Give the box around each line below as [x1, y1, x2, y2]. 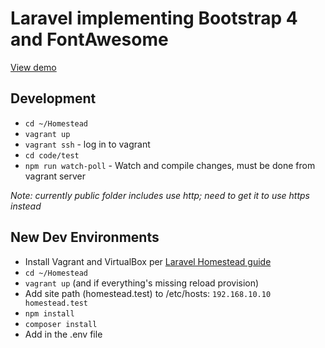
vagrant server [24, 170, 87, 182]
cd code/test [24, 150, 80, 161]
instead [10, 200, 42, 212]
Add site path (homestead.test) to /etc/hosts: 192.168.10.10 [24, 287, 272, 299]
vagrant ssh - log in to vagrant [24, 138, 151, 150]
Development [10, 90, 97, 107]
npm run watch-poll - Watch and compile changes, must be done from [24, 159, 316, 171]
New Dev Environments [10, 229, 160, 246]
